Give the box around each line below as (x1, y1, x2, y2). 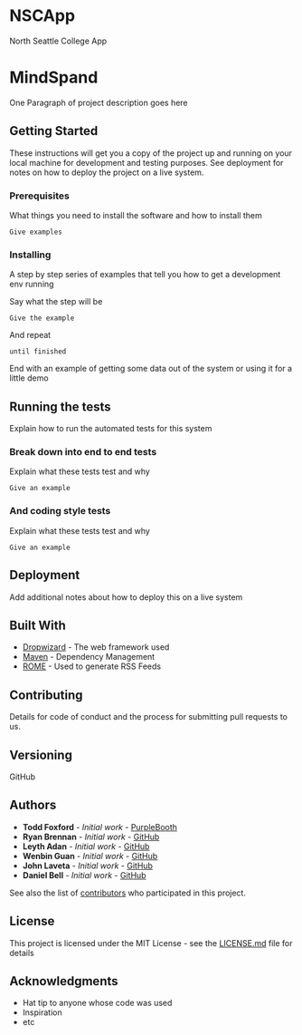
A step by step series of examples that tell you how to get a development (9, 269, 281, 280)
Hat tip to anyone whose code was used (22, 998, 173, 1009)
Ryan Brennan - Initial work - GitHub (22, 831, 160, 842)
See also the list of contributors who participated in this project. (9, 887, 247, 898)
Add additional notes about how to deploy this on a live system (9, 591, 243, 603)
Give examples (9, 227, 63, 237)
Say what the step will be (9, 296, 103, 307)
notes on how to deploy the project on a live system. (9, 167, 204, 178)
